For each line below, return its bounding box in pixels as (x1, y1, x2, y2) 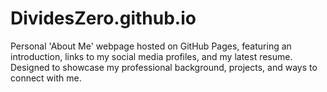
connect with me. (10, 72, 82, 84)
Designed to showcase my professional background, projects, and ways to (10, 61, 318, 73)
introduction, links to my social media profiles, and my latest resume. (10, 50, 293, 62)
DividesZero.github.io (10, 7, 197, 30)
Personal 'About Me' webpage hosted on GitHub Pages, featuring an (10, 40, 292, 52)
